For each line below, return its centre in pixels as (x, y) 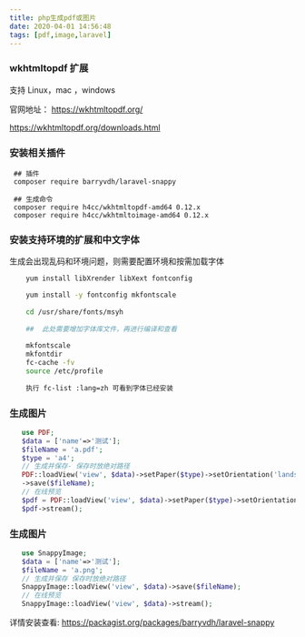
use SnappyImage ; (54, 553)
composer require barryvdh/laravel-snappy (95, 182)
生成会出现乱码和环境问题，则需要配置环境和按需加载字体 (117, 261)
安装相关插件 (38, 153)
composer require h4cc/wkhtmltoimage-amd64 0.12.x (111, 215)
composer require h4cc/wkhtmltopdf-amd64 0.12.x (107, 207)
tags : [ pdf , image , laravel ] (60, 35)
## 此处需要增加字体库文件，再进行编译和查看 (102, 329)
